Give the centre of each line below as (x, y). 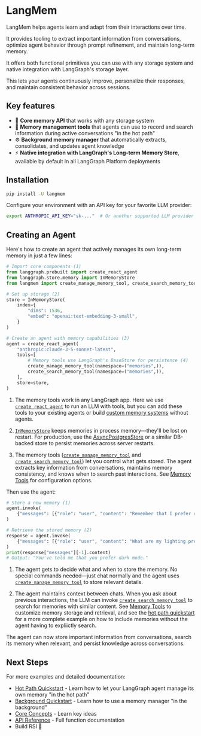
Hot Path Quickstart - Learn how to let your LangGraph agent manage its (104, 688)
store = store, (33, 383)
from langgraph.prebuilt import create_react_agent (72, 272)
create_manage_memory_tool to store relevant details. (79, 582)
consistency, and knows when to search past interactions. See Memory (103, 474)
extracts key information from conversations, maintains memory (94, 467)
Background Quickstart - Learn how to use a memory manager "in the (101, 701)
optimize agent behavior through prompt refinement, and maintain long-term (100, 45)
